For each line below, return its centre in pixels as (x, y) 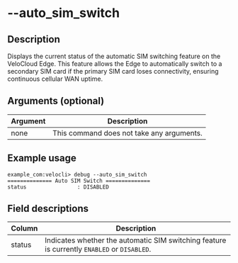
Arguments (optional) (56, 101)
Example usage (42, 158)
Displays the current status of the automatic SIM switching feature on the (114, 56)
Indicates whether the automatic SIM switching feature (136, 240)
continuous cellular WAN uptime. (55, 79)
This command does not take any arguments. (128, 133)
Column (24, 228)
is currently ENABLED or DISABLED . (98, 250)
